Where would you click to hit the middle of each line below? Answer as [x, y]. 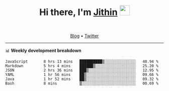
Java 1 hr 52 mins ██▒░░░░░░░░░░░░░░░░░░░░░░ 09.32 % [82, 79]
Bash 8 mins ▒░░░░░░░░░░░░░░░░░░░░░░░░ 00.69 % [82, 83]
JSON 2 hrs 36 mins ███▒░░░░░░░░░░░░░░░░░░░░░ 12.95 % [82, 70]
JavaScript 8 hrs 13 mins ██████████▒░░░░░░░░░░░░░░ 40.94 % [82, 61]
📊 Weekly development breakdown [43, 50]
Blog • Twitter [84, 35]
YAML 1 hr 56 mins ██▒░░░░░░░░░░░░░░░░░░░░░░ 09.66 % [82, 74]
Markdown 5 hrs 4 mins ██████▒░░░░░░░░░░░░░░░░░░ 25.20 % [82, 66]
